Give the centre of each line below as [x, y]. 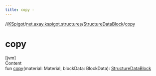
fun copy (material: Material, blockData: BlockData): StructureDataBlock [78, 68]
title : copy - [20, 10]
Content [13, 63]
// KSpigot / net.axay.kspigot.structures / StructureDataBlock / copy [70, 24]
